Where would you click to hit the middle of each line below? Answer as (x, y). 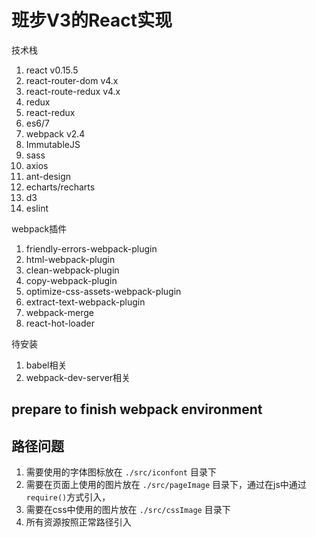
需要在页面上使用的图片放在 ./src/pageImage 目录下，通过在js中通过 (166, 485)
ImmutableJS (53, 144)
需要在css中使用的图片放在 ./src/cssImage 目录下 (128, 510)
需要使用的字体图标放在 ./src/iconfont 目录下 (121, 472)
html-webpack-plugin (70, 259)
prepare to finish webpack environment (137, 409)
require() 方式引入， (68, 497)
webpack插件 (39, 228)
